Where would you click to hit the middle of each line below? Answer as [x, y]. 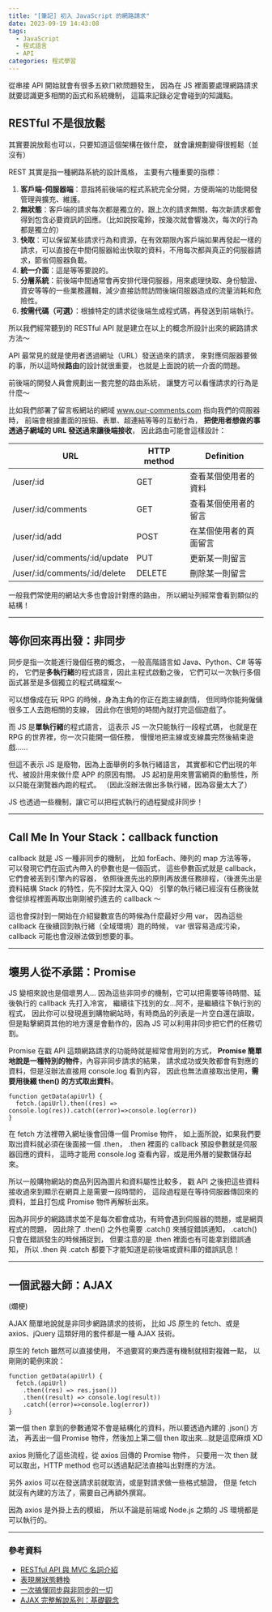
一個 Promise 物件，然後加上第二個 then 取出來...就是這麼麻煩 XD [154, 1438]
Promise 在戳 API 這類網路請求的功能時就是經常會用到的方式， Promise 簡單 [135, 1051]
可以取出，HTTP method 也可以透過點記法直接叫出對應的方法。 [114, 1465]
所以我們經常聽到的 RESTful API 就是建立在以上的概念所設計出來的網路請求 [133, 328]
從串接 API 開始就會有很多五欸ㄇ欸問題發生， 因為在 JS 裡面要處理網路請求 [134, 85]
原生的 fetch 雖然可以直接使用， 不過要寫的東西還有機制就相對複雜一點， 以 [134, 1350]
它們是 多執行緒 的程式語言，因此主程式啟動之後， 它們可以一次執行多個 [142, 672]
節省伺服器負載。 [63, 259]
